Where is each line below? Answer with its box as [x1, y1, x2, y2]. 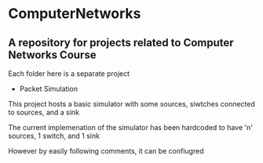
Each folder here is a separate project [8, 69, 130, 78]
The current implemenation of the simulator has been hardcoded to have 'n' [8, 123, 254, 132]
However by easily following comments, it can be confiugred [8, 147, 204, 155]
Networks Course [8, 48, 97, 61]
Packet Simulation [19, 84, 79, 93]
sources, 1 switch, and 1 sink [8, 131, 100, 140]
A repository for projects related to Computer [8, 36, 234, 49]
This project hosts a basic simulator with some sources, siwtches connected [8, 100, 255, 108]
